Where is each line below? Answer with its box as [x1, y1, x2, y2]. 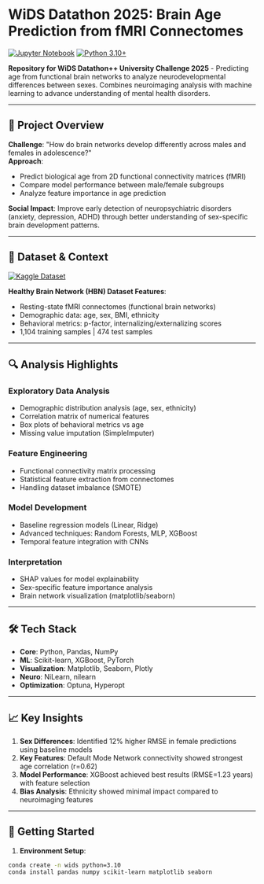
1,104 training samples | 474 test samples [19, 326, 153, 336]
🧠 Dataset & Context [8, 250, 108, 264]
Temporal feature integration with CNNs [19, 536, 149, 546]
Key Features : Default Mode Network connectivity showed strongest [19, 753, 244, 762]
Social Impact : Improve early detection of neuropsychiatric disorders [8, 203, 232, 213]
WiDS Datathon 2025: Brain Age [8, 6, 222, 24]
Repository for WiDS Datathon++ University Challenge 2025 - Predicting [8, 63, 249, 72]
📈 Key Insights [8, 712, 84, 725]
